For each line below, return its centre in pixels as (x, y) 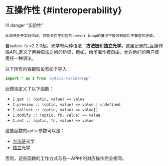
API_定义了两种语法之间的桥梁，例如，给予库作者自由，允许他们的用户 (82, 52)
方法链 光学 (24, 141)
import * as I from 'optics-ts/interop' (48, 78)
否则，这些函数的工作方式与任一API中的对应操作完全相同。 (66, 158)
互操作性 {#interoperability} (64, 10)
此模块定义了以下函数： (29, 89)
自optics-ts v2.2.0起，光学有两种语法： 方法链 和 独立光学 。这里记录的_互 (80, 45)
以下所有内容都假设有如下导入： (38, 69)
